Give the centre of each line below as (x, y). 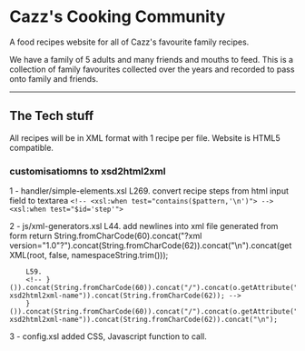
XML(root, (28, 256)
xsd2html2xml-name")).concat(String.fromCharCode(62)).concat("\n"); (144, 320)
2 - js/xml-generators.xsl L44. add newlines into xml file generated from (144, 226)
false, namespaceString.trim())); (108, 256)
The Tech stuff (52, 116)
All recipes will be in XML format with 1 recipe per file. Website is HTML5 (145, 137)
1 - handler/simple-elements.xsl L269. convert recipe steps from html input (149, 191)
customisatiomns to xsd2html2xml (88, 171)
